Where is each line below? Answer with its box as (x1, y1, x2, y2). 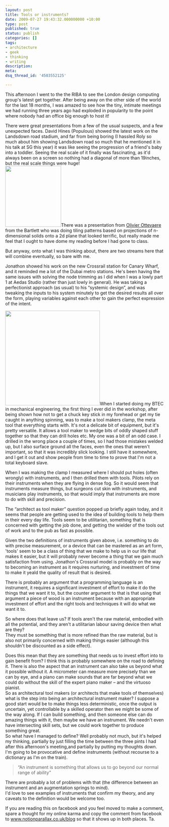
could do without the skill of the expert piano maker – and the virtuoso (5, 679, 151, 685)
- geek (5, 49, 19, 55)
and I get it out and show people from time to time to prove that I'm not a (5, 454, 156, 460)
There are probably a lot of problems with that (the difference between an (5, 779, 158, 785)
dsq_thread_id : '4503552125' (5, 73, 67, 78)
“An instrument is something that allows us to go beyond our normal (17, 764, 159, 770)
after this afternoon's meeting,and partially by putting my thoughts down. (5, 743, 157, 750)
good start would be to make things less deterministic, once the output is (5, 700, 157, 707)
